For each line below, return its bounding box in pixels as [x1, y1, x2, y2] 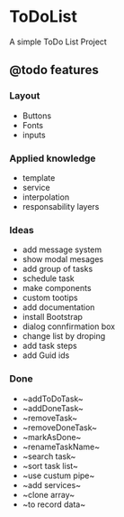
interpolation [22, 192, 70, 202]
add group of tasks [22, 264, 93, 275]
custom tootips [22, 292, 78, 304]
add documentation [22, 302, 95, 313]
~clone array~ [22, 489, 75, 500]
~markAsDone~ [22, 431, 82, 442]
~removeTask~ [22, 412, 78, 423]
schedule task [22, 273, 75, 284]
